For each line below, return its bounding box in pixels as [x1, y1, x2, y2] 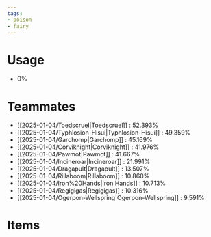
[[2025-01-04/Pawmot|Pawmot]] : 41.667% [16, 150, 140, 158]
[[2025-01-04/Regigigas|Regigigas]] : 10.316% [16, 186, 149, 195]
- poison [7, 16, 32, 23]
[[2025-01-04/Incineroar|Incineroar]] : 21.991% [16, 158, 151, 166]
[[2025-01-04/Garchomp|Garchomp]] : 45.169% [16, 136, 153, 144]
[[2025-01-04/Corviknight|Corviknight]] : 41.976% [16, 143, 160, 151]
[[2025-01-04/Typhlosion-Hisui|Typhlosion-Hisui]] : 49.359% [16, 128, 191, 137]
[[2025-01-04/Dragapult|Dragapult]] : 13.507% [16, 165, 149, 173]
